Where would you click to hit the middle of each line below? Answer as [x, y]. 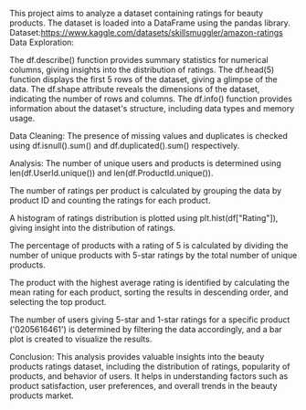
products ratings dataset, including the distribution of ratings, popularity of [150, 366]
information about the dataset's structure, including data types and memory [152, 108]
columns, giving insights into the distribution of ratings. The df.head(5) [142, 69]
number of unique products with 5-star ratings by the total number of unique [153, 255]
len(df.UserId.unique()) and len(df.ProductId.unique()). [111, 173]
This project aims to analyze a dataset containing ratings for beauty [136, 13]
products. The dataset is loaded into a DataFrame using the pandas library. [150, 23]
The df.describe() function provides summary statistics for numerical [139, 60]
